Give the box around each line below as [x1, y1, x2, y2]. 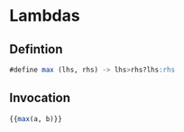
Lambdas [9, 5, 80, 26]
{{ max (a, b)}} [9, 114, 63, 123]
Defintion [9, 42, 63, 57]
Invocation [9, 90, 70, 106]
